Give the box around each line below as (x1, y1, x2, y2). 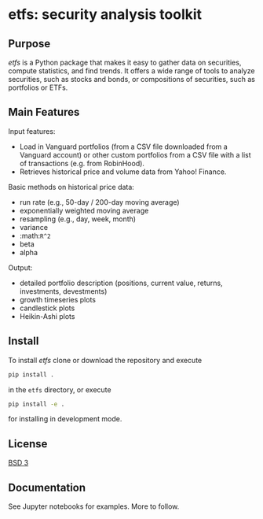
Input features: (8, 126, 56, 135)
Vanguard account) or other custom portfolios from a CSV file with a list (19, 150, 251, 159)
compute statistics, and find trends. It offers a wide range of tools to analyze (8, 66, 255, 76)
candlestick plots (19, 303, 75, 313)
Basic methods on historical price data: (8, 182, 135, 191)
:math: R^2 (19, 231, 51, 240)
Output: (8, 262, 33, 272)
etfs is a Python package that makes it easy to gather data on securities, (8, 57, 242, 67)
